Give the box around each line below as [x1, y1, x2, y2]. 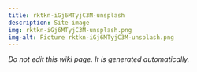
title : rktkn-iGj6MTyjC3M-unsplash [8, 11, 125, 20]
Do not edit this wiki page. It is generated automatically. [8, 55, 190, 64]
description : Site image [8, 19, 90, 27]
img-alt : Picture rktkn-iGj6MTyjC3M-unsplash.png [8, 33, 175, 41]
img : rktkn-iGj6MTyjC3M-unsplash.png [8, 26, 132, 34]
